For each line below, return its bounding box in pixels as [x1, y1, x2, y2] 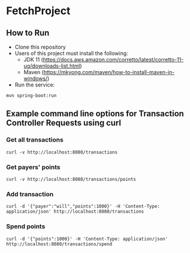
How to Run [6, 28, 50, 38]
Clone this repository [14, 43, 66, 50]
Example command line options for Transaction [6, 108, 185, 119]
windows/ [23, 75, 48, 82]
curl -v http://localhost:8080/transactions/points [6, 176, 136, 182]
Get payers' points [6, 163, 60, 171]
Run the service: [14, 81, 55, 88]
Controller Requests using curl [6, 118, 121, 128]
